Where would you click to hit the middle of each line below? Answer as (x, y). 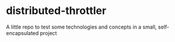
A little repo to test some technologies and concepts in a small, (81, 27)
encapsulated (22, 33)
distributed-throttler (56, 11)
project (48, 33)
